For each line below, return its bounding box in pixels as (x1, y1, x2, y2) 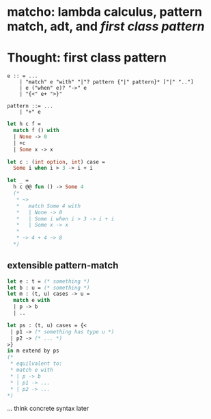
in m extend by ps (7, 347, 59, 355)
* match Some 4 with (16, 203, 81, 209)
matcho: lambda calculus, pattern (7, 4, 203, 20)
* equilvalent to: (10, 360, 63, 367)
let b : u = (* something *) (7, 284, 90, 291)
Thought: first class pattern (7, 50, 167, 66)
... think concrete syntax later (7, 405, 89, 413)
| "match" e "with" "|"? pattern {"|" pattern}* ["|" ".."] (19, 79, 194, 86)
